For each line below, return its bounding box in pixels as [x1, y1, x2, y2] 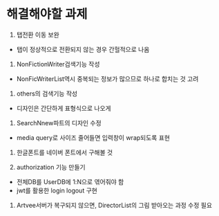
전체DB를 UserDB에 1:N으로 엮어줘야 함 [16, 177, 124, 186]
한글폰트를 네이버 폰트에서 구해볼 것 [16, 148, 113, 156]
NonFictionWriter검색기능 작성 [16, 60, 100, 68]
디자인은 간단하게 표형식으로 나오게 [16, 104, 111, 112]
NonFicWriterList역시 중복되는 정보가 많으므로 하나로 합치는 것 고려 [16, 74, 199, 83]
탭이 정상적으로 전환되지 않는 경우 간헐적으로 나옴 [16, 45, 150, 53]
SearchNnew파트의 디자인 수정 [16, 118, 102, 127]
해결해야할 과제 [6, 6, 88, 22]
